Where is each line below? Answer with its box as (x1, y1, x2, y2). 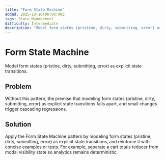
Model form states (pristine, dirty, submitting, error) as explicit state (5, 63, 142, 69)
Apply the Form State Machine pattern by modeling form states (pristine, (5, 133, 152, 139)
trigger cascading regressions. (5, 106, 67, 112)
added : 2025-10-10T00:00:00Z (5, 12, 65, 17)
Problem (5, 82, 32, 91)
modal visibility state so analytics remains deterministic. (5, 149, 118, 155)
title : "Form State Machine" (5, 7, 65, 12)
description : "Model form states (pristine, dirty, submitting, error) (5, 26, 155, 31)
